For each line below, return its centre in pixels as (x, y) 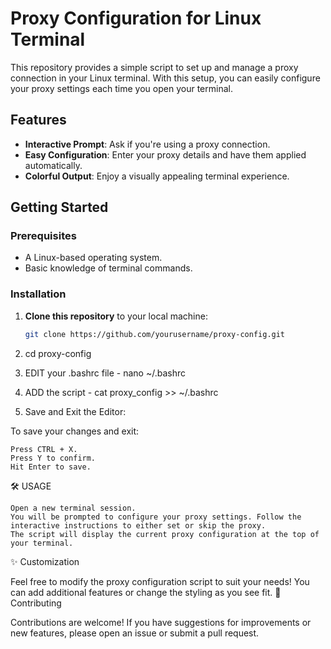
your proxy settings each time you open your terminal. (121, 88)
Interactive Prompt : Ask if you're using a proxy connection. (147, 144)
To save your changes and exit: (75, 431)
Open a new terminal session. (73, 508)
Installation (38, 294)
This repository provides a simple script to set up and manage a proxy (154, 67)
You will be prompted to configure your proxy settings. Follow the (156, 517)
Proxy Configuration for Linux (136, 18)
